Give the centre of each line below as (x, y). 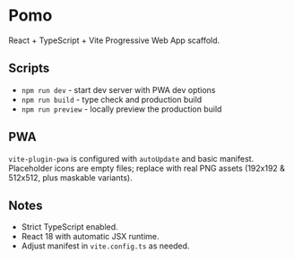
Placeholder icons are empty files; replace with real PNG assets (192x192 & (147, 168)
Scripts (29, 68)
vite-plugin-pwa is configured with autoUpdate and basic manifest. (131, 158)
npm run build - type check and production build (112, 99)
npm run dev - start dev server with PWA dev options (118, 89)
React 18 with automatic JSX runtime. (90, 237)
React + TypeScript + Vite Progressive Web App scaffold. (114, 40)
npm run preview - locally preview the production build (121, 109)
